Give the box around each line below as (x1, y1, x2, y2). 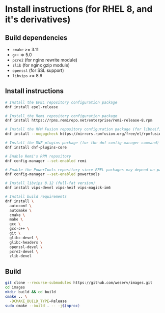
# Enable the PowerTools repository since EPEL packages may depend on (5, 167, 155, 172)
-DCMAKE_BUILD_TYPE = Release (9, 299, 67, 304)
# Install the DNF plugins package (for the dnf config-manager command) (5, 140, 160, 146)
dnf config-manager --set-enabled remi (5, 158, 87, 163)
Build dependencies (5, 33, 68, 42)
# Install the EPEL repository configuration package (5, 100, 118, 105)
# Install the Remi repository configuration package (5, 113, 118, 119)
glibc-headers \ (9, 240, 43, 245)
